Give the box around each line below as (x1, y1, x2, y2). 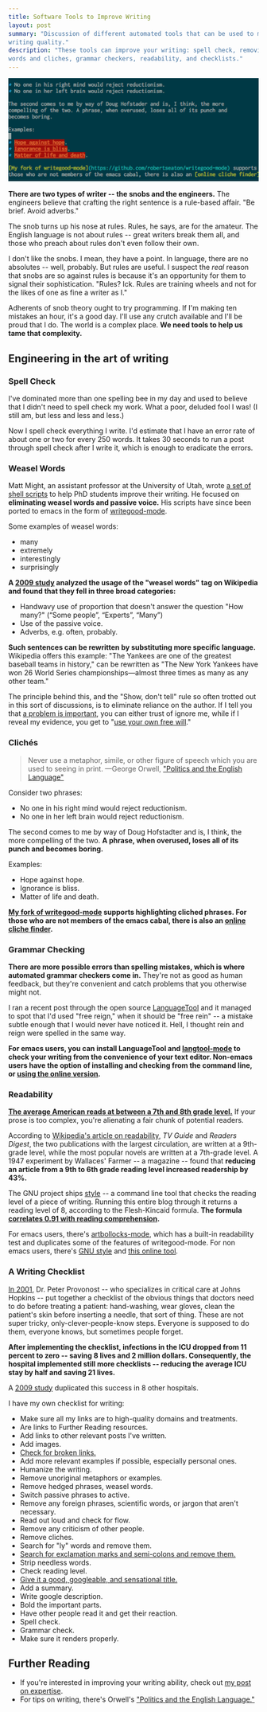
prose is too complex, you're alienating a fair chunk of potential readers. (8, 1116, 244, 1125)
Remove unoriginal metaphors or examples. (19, 1473, 163, 1483)
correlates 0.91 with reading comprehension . (8, 1214, 161, 1224)
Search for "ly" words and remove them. (19, 1541, 153, 1550)
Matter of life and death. (19, 892, 99, 901)
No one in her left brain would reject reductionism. (19, 811, 184, 821)
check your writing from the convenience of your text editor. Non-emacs (8, 1052, 253, 1061)
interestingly (19, 554, 61, 564)
